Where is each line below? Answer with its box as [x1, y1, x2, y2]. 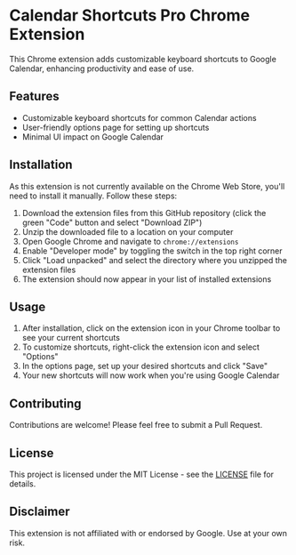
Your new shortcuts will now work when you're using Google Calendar [21, 370, 280, 381]
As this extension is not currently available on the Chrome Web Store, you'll [9, 181, 285, 191]
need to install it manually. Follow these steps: [9, 190, 178, 201]
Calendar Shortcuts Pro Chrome [9, 5, 251, 26]
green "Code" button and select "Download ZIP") [21, 217, 203, 228]
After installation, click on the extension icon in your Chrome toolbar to [21, 323, 281, 334]
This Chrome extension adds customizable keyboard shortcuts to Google [9, 53, 277, 64]
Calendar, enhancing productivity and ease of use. [9, 63, 195, 74]
